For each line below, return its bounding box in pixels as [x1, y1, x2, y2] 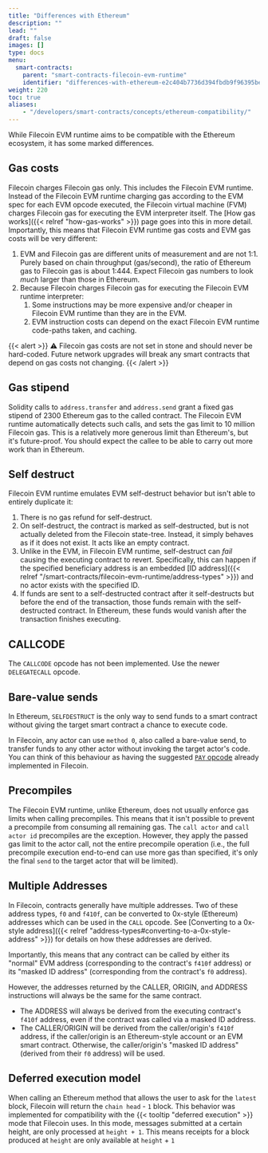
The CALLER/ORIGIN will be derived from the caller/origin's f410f [19, 1023, 235, 1033]
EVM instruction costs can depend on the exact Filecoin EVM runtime [31, 317, 260, 326]
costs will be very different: [8, 233, 98, 243]
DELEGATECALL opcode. [8, 667, 81, 677]
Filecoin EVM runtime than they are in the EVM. [31, 308, 187, 318]
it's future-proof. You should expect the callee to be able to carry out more [8, 436, 254, 445]
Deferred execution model [8, 1072, 141, 1085]
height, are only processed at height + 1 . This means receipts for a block [8, 1127, 250, 1136]
